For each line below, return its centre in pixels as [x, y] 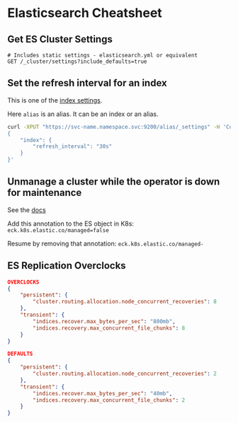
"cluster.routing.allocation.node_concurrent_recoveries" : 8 [125, 302]
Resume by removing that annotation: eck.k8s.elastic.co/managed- [106, 243]
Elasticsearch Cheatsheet [85, 13]
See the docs [27, 209]
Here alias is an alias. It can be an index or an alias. [83, 114]
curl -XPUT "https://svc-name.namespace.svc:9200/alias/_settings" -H [114, 127]
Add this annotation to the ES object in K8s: [71, 224]
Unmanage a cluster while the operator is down [114, 182]
